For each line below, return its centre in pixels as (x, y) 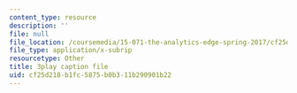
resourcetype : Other (47, 58)
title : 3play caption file (59, 67)
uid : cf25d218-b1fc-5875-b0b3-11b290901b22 (91, 75)
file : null (29, 34)
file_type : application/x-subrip (71, 50)
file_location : (37, 42)
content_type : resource (53, 17)
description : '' (39, 26)
